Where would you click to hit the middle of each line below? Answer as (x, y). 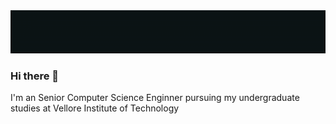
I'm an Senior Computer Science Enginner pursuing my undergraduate (155, 98)
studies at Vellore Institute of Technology (95, 108)
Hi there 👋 (35, 76)
